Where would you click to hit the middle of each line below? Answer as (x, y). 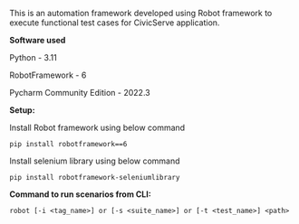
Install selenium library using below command (95, 161)
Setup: (22, 110)
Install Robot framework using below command (97, 127)
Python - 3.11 (33, 57)
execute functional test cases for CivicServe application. (115, 23)
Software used (38, 40)
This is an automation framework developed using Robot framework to (141, 13)
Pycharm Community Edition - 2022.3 (80, 93)
